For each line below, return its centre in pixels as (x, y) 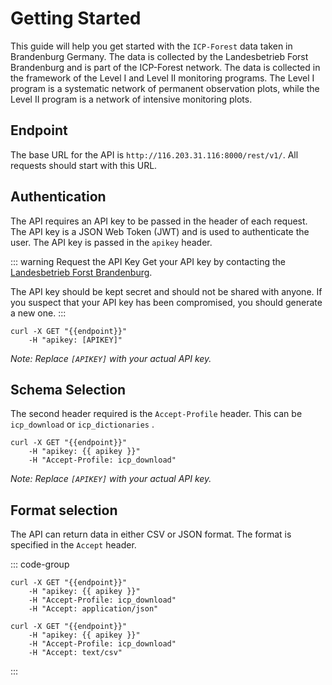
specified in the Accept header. (73, 545)
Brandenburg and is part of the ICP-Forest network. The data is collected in (165, 67)
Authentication (58, 197)
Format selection (64, 510)
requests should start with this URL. (84, 165)
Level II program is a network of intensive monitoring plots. (131, 99)
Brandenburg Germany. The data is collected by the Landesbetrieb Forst (159, 56)
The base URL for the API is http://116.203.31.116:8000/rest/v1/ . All (154, 154)
